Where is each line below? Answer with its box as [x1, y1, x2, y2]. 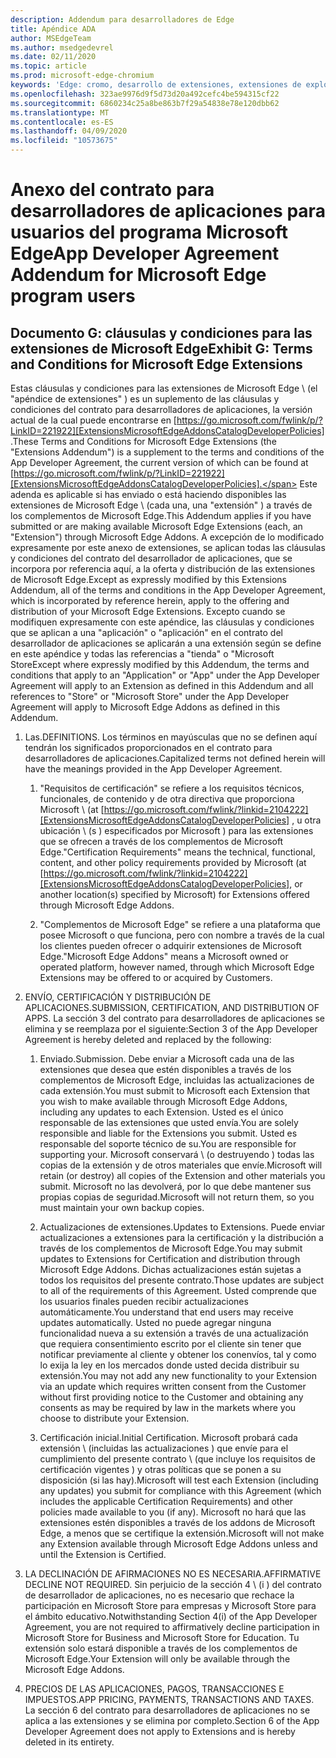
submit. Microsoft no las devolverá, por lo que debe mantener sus [39, 1181, 312, 1192]
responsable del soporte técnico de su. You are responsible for [39, 1138, 297, 1150]
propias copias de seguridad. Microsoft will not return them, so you [39, 1191, 315, 1203]
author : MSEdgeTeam [10, 33, 92, 43]
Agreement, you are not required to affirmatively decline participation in [24, 1621, 320, 1633]
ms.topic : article [10, 61, 87, 71]
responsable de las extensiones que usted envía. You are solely [39, 1117, 299, 1128]
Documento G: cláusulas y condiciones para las [10, 324, 313, 341]
